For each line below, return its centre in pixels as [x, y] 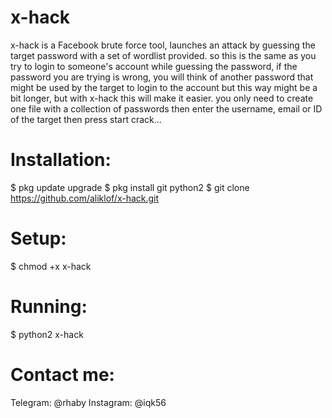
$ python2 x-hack [47, 334]
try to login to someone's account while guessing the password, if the [154, 66]
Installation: [61, 160]
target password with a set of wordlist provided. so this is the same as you [163, 55]
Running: [49, 307]
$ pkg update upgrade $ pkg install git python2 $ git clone [130, 187]
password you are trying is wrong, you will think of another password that [162, 77]
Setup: [38, 238]
